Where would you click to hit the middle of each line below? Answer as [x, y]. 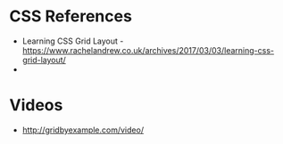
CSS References [71, 16]
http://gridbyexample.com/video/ [83, 130]
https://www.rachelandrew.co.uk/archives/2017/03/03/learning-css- [148, 50]
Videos [36, 105]
